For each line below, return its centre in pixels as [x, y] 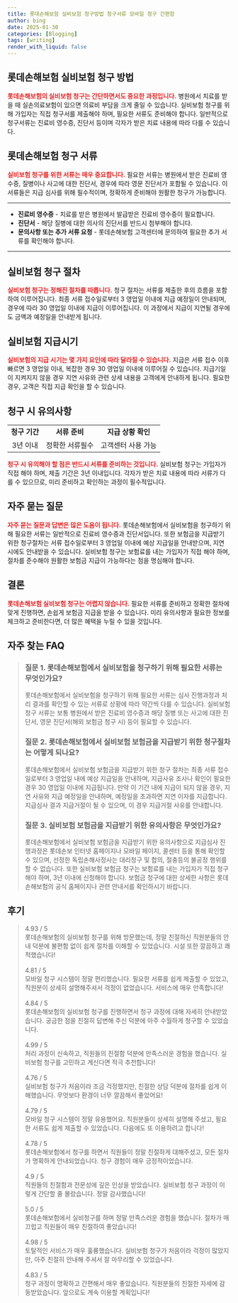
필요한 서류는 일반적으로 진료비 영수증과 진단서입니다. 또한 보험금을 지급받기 [120, 534]
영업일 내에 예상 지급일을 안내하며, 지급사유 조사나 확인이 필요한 [143, 778]
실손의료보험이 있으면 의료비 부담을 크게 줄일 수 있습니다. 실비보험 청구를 [123, 104]
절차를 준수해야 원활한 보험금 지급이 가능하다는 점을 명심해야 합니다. [101, 560]
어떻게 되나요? [56, 752]
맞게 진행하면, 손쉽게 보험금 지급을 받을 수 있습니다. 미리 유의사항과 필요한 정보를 [119, 612]
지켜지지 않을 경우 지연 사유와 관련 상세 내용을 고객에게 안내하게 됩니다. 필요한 [122, 378]
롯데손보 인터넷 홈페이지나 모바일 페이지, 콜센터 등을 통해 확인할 [137, 850]
